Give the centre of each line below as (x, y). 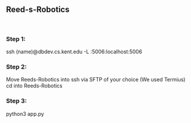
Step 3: (17, 101)
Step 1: (16, 39)
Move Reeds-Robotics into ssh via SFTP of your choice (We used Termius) (96, 80)
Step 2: (17, 67)
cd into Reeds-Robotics (34, 86)
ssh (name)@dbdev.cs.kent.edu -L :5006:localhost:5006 (74, 52)
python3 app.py (25, 114)
